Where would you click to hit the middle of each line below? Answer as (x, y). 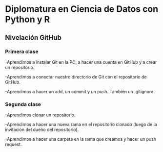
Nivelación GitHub (33, 38)
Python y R (28, 19)
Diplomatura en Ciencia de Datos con (82, 9)
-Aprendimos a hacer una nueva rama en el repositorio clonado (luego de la (81, 125)
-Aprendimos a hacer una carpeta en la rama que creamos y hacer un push (81, 139)
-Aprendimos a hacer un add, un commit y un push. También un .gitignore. (80, 91)
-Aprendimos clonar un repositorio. (40, 115)
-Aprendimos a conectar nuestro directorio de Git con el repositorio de (76, 76)
